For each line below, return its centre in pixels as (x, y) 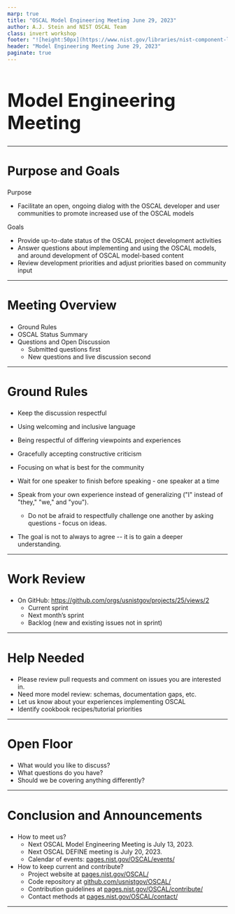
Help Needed (46, 658)
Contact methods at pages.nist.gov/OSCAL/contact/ (103, 896)
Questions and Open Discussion (64, 342)
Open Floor (40, 744)
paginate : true (29, 53)
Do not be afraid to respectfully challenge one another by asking (121, 516)
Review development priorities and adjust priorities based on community (122, 263)
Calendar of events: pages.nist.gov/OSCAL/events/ (101, 859)
